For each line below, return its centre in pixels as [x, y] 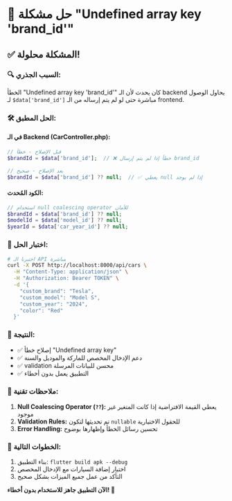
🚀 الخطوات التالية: [34, 446]
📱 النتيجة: [21, 335]
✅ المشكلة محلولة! [44, 54]
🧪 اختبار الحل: [28, 245]
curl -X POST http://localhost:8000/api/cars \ [77, 265]
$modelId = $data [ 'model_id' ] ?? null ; [65, 220]
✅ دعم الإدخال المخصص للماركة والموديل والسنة [80, 358]
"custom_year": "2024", [54, 304]
